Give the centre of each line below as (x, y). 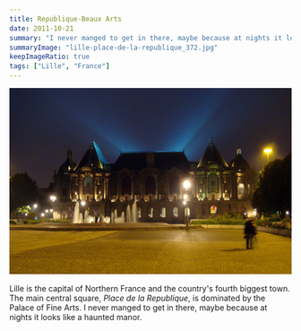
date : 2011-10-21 (42, 28)
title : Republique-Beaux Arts (66, 19)
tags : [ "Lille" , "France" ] (60, 66)
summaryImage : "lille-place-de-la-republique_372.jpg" (114, 48)
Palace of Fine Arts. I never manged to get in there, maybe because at (138, 308)
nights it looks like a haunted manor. (76, 318)
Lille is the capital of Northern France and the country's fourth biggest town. (150, 289)
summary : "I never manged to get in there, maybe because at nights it (146, 38)
